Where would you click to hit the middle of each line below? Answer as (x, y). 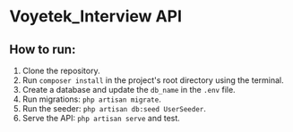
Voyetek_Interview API (95, 16)
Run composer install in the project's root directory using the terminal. (153, 80)
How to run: (43, 49)
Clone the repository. (61, 70)
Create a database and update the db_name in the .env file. (129, 90)
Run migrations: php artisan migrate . (91, 99)
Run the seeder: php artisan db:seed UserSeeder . (114, 108)
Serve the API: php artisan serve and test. (101, 118)
